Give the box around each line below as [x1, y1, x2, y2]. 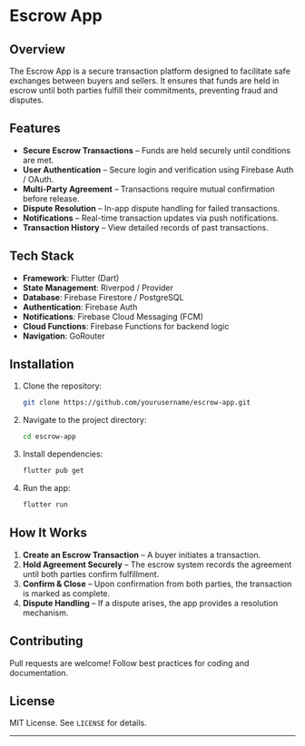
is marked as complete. [22, 587, 111, 599]
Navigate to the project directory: [22, 415, 147, 426]
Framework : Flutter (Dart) [22, 272, 120, 283]
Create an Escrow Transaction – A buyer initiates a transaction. [22, 549, 261, 560]
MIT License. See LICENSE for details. [9, 718, 147, 729]
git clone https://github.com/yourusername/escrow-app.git [22, 398, 251, 407]
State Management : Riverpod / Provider [22, 282, 174, 293]
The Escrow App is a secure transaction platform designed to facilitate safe [9, 65, 290, 76]
